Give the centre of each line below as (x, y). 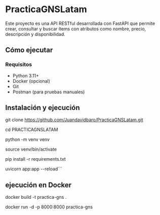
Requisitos (18, 64)
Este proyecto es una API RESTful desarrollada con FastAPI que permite (80, 23)
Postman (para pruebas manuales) (49, 92)
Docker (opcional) (31, 81)
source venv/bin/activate (31, 149)
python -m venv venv (27, 139)
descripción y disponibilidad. (35, 34)
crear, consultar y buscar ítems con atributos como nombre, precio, (76, 28)
